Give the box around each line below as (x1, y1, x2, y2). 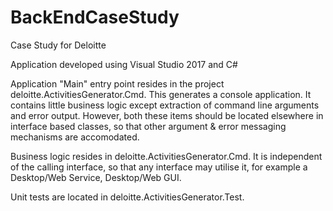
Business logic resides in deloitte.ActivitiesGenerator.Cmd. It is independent (10, 150, 323, 162)
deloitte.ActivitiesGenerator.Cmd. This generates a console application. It (10, 88, 312, 100)
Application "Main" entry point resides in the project (10, 77, 225, 90)
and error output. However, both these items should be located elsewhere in (10, 109, 324, 121)
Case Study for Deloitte (10, 39, 107, 51)
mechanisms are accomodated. (10, 131, 140, 143)
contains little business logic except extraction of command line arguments (10, 99, 320, 111)
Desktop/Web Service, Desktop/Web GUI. (10, 171, 182, 183)
